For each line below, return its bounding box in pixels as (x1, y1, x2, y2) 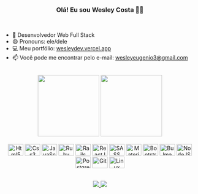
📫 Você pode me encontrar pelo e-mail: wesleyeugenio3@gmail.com (12, 54, 188, 61)
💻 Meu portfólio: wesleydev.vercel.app (12, 45, 112, 52)
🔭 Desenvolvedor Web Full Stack (12, 31, 95, 39)
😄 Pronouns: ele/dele (12, 38, 67, 45)
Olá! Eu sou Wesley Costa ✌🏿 (56, 6, 144, 14)
